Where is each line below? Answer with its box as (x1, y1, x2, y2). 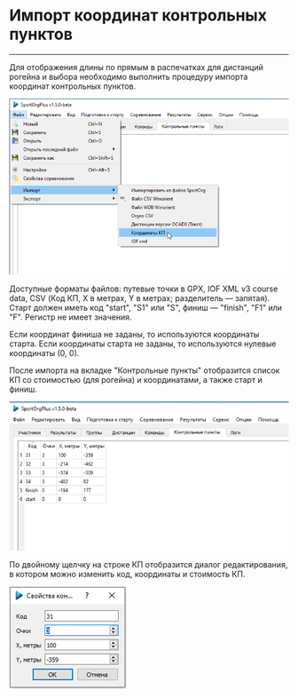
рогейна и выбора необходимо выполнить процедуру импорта (9, 71, 248, 82)
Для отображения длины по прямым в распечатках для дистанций (9, 61, 264, 72)
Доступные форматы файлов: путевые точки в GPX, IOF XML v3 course (9, 283, 278, 294)
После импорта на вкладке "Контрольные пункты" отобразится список (9, 365, 280, 376)
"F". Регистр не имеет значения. (9, 312, 132, 322)
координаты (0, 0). (9, 348, 80, 359)
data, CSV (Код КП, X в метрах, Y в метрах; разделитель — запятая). (9, 293, 271, 304)
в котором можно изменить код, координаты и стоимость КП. (9, 569, 246, 580)
